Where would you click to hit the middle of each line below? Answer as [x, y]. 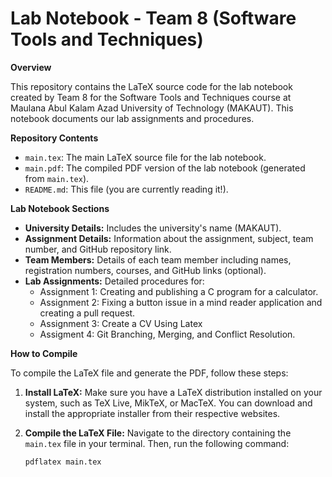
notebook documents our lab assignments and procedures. [132, 118]
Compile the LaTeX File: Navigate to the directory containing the [158, 433]
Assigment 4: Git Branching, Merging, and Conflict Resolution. [167, 334]
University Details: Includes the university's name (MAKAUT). [153, 228]
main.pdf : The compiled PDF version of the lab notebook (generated [165, 168]
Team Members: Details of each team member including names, [158, 259]
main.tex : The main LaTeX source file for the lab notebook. [145, 157]
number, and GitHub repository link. [98, 249]
